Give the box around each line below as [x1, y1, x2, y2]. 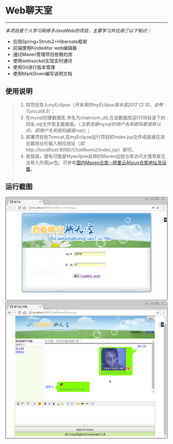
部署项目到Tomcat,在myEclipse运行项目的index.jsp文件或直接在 [25, 134, 161, 140]
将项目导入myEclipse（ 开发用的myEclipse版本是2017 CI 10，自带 [25, 101, 163, 108]
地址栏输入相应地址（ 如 [34, 140, 85, 146]
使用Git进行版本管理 [12, 64, 56, 70]
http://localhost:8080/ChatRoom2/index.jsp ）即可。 [25, 146, 136, 153]
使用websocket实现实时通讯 [12, 58, 73, 64]
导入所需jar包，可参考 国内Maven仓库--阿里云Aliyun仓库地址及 [30, 159, 162, 165]
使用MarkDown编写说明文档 [12, 70, 73, 77]
